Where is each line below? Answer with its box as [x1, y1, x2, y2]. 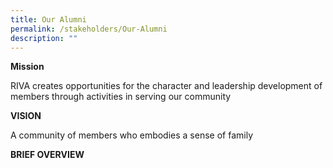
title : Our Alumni [10, 14, 87, 25]
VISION [10, 110, 42, 122]
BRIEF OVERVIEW [10, 149, 85, 161]
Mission [10, 61, 45, 73]
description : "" [10, 33, 78, 43]
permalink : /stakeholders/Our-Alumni [10, 24, 168, 34]
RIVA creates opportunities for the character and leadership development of [10, 80, 323, 92]
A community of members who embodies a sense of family [10, 129, 253, 141]
